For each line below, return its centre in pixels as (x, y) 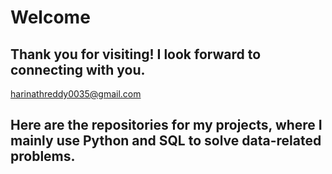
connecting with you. (78, 69)
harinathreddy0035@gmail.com (76, 94)
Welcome (50, 17)
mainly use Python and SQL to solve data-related (166, 141)
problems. (43, 156)
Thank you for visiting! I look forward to (136, 54)
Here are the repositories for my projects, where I (166, 125)
